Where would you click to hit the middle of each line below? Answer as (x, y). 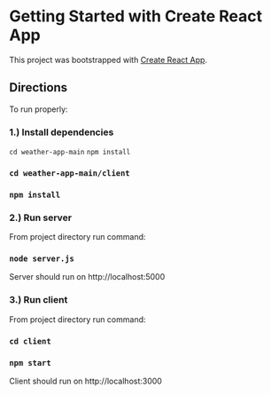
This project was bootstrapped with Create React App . (108, 59)
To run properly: (39, 109)
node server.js (42, 259)
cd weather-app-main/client (70, 173)
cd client (30, 341)
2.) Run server (41, 217)
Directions (39, 87)
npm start (30, 363)
